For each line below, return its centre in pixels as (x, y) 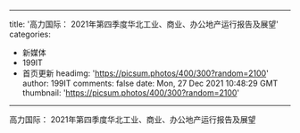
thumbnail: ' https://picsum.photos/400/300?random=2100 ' (131, 93)
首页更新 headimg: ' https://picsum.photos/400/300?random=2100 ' (146, 73)
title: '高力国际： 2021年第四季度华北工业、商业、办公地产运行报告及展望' (144, 24)
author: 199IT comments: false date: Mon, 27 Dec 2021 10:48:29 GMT (150, 83)
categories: (30, 34)
